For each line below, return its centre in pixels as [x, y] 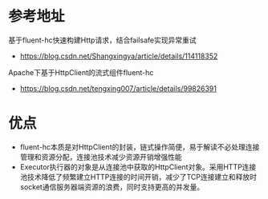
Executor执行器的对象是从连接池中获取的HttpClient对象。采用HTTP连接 [138, 167]
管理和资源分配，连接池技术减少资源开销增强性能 [101, 157]
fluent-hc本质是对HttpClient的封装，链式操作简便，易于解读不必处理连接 [140, 147]
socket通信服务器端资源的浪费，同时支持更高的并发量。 [112, 187]
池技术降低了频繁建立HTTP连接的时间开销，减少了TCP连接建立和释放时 [138, 177]
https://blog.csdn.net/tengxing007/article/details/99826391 [118, 88]
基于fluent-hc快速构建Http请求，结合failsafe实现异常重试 [102, 40]
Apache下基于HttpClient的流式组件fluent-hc [81, 72]
